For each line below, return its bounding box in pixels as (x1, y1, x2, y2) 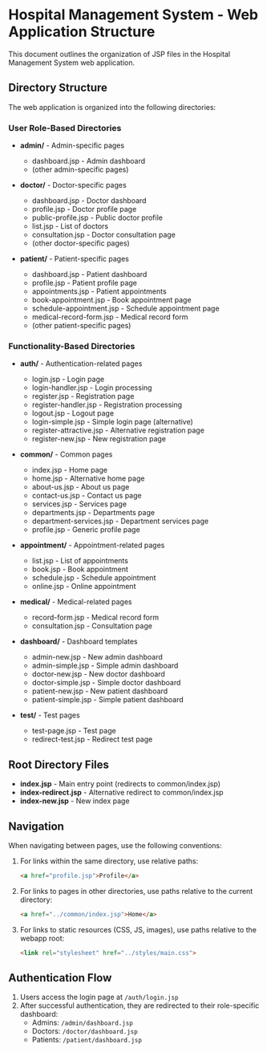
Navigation (8, 819, 64, 833)
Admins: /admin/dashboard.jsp (31, 1017, 134, 1028)
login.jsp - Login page (31, 375, 105, 384)
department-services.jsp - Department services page (31, 516, 209, 526)
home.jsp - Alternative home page (31, 473, 145, 483)
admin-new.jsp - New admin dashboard (31, 652, 163, 662)
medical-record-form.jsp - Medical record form (31, 312, 188, 322)
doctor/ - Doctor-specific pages (19, 181, 127, 190)
